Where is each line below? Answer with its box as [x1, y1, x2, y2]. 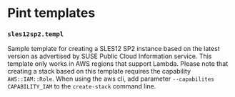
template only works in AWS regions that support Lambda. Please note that [7, 59, 229, 68]
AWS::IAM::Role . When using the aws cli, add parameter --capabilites [7, 74, 214, 83]
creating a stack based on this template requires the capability [7, 67, 191, 76]
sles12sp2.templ [7, 30, 64, 38]
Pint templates [7, 5, 96, 21]
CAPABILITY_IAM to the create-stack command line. [7, 82, 156, 91]
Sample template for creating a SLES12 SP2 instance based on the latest [7, 45, 220, 53]
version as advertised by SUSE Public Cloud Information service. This [7, 52, 212, 61]
